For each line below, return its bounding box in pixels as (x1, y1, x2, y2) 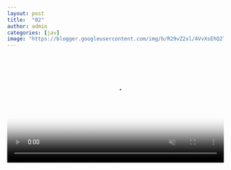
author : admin (7, 23, 48, 29)
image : (7, 36, 26, 42)
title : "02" (7, 16, 45, 23)
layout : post (7, 10, 45, 17)
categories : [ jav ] (7, 29, 60, 36)
